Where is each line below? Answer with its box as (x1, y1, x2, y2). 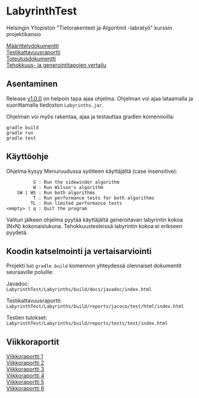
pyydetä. (6, 229, 28, 236)
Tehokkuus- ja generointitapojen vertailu (6, 61, 106, 69)
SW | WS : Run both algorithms (17, 190, 96, 196)
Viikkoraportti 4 (6, 372, 45, 379)
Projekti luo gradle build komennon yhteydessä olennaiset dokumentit (6, 262, 182, 269)
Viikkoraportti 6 (6, 385, 44, 392)
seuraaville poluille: (6, 269, 54, 276)
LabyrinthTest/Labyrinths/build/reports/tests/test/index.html (6, 320, 168, 326)
